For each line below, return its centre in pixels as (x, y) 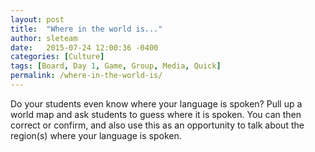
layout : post (37, 19)
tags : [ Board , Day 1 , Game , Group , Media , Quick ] (116, 66)
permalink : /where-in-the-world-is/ (86, 76)
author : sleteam (44, 38)
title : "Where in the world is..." (86, 29)
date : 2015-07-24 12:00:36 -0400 (84, 47)
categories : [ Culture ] (57, 57)
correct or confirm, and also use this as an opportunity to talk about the (157, 125)
